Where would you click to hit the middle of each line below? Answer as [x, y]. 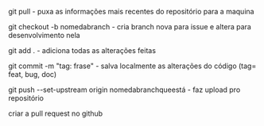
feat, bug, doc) [33, 74]
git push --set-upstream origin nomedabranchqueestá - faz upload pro [124, 90]
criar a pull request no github [56, 113]
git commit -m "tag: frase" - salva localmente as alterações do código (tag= [132, 66]
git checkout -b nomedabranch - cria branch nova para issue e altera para [130, 27]
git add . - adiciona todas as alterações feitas [82, 50]
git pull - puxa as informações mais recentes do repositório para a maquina [131, 11]
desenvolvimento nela [45, 35]
